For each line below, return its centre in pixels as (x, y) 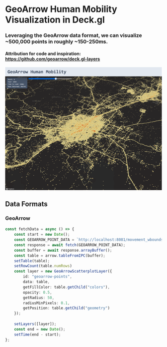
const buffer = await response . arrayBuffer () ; (63, 250)
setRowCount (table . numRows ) (43, 266)
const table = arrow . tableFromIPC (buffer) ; (60, 256)
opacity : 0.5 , (38, 292)
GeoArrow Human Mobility (61, 9)
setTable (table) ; (32, 261)
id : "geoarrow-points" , (47, 277)
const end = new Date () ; (40, 329)
